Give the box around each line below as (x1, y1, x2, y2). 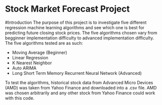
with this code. (5, 95, 35, 101)
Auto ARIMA (12, 65, 37, 71)
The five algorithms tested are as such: (5, 40, 83, 46)
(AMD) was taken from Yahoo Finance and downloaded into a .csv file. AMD (5, 85, 157, 90)
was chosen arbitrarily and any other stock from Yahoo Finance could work (5, 90, 155, 96)
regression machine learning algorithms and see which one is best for (5, 24, 145, 30)
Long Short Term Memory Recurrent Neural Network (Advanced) (12, 70, 142, 76)
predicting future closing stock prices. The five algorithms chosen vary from (5, 30, 158, 35)
